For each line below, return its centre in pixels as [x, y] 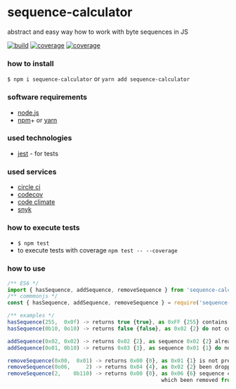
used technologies [40, 138]
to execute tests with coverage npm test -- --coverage [97, 250]
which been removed [190, 381]
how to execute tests [44, 228]
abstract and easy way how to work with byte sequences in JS [98, 32]
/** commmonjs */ [33, 296]
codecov [30, 195]
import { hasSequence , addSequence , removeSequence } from [96, 290]
